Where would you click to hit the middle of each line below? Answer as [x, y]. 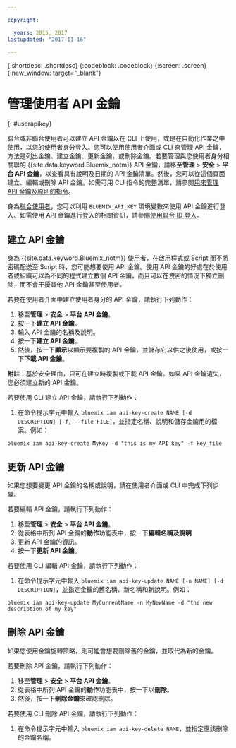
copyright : [23, 20]
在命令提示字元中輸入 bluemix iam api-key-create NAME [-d [105, 412]
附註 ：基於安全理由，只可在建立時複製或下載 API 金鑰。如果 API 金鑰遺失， [116, 374]
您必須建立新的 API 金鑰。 [45, 383]
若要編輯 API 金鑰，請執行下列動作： [61, 509]
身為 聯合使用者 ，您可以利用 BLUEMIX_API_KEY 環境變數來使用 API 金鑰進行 [113, 206]
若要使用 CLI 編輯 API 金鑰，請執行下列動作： [73, 565]
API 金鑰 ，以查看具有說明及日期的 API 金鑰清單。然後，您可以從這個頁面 [120, 174]
